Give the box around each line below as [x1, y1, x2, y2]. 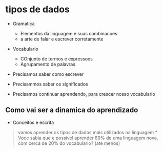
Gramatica [12, 20, 35, 27]
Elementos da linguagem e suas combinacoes [20, 30, 118, 36]
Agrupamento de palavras [20, 61, 76, 67]
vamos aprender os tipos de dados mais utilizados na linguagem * [17, 129, 158, 135]
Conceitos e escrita [12, 119, 54, 125]
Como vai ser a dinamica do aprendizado [5, 106, 138, 115]
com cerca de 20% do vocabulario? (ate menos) [17, 140, 120, 146]
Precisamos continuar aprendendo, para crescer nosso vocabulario [12, 91, 155, 97]
